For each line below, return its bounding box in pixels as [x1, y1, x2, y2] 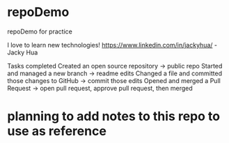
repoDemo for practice [7, 27, 73, 36]
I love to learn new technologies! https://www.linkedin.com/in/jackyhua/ [7, 40, 213, 49]
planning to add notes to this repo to [7, 109, 221, 124]
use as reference [7, 123, 106, 140]
